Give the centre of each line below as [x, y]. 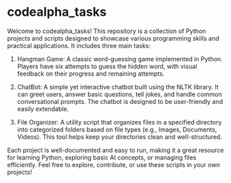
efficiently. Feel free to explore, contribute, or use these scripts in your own [113, 164]
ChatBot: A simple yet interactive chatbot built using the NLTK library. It [118, 87]
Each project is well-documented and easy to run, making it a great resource [115, 150]
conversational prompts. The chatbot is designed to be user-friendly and [120, 101]
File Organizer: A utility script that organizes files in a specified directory [119, 122]
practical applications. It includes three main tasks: [79, 45]
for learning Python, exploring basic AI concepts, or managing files [102, 157]
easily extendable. [43, 109]
